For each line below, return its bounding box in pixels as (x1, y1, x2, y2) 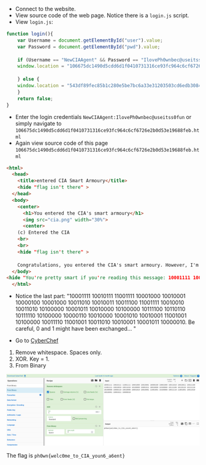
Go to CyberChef (15, 337, 59, 344)
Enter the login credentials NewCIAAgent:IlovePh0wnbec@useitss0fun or (15, 113, 192, 120)
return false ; (17, 95, 53, 102)
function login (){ (6, 31, 53, 37)
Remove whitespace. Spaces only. (15, 349, 102, 356)
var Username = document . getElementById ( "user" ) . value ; (17, 37, 164, 44)
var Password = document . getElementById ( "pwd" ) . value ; (17, 44, 161, 50)
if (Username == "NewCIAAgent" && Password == (17, 56, 139, 63)
